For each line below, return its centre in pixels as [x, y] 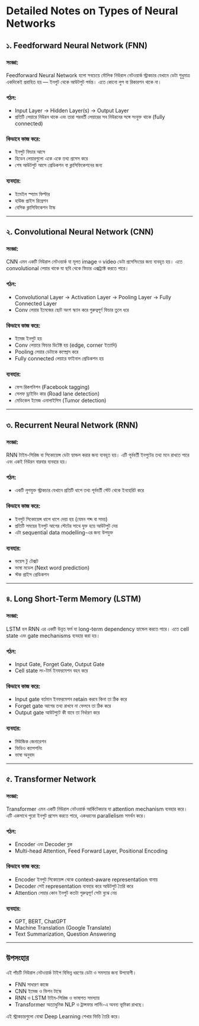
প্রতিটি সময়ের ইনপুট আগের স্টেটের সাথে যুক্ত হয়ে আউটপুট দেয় [66, 525]
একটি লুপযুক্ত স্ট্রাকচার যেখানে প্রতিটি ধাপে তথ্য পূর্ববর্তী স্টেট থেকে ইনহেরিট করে [79, 490]
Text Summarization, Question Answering [65, 934]
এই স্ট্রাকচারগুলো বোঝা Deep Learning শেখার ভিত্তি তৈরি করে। [64, 1016]
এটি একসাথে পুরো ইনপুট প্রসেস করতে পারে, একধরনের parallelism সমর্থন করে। [76, 816]
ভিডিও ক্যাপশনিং [28, 748]
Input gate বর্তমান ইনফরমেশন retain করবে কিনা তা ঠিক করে [71, 699]
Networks [31, 23]
